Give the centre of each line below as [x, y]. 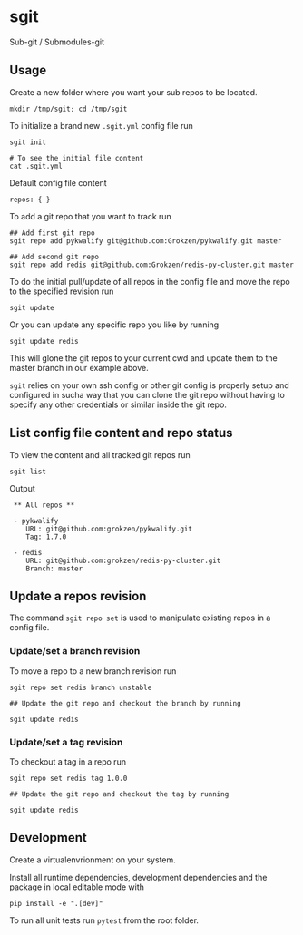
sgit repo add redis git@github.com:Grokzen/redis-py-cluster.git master [152, 265]
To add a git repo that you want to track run [91, 216]
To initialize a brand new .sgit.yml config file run [101, 125]
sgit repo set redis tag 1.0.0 [68, 778]
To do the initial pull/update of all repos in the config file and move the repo [150, 281]
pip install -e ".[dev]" [56, 903]
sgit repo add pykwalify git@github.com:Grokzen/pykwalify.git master [146, 241]
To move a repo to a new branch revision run [93, 671]
